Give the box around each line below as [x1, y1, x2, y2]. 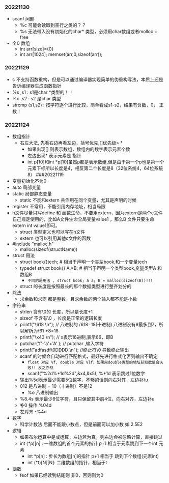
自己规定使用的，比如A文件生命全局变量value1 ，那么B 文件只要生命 [12, 216, 155, 222]
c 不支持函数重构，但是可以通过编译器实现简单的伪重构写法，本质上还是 [12, 76, 163, 82]
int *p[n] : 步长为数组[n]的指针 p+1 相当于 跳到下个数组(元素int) [27, 453, 159, 459]
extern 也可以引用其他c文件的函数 [19, 235, 91, 241]
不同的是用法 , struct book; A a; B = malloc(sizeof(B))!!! [27, 278, 153, 283]
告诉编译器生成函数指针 [12, 82, 62, 89]
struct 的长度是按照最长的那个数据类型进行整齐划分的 [19, 283, 132, 289]
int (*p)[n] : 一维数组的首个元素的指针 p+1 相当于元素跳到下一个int [19, 440, 158, 446]
